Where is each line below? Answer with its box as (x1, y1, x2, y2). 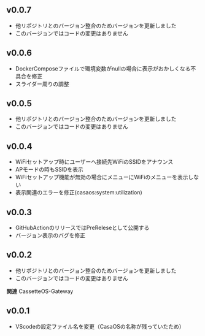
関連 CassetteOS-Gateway (6, 288, 74, 295)
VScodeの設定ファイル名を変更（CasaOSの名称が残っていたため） (15, 323, 185, 330)
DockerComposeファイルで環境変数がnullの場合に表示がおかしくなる (15, 64, 191, 72)
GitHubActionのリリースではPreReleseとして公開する (15, 224, 150, 232)
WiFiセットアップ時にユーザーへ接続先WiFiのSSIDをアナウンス (15, 158, 174, 166)
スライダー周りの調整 (15, 80, 69, 88)
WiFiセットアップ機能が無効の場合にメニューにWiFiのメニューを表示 (15, 174, 188, 181)
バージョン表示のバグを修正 (15, 232, 86, 239)
